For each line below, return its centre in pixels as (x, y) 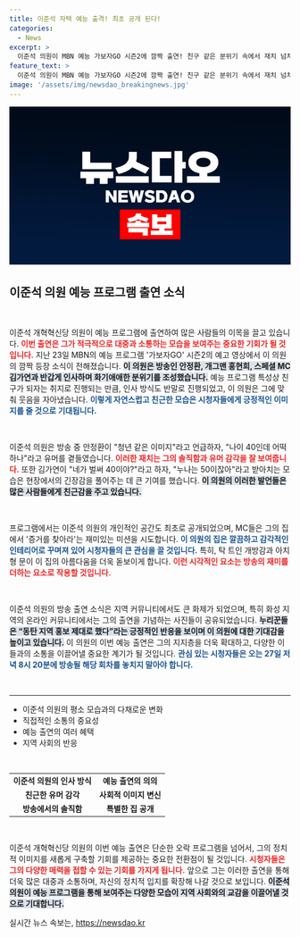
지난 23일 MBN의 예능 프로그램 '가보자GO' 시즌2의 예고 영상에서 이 (153, 355)
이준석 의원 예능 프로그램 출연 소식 (97, 292)
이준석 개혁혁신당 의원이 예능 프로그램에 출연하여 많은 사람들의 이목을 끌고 (138, 333)
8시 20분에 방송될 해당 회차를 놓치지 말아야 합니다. (106, 665)
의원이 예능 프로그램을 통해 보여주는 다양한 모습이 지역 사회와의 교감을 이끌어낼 (144, 892)
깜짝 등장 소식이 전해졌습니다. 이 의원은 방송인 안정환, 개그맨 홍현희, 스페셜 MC (154, 366)
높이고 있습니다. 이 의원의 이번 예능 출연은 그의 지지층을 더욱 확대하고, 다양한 (142, 642)
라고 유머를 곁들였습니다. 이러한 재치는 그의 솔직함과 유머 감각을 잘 (142, 458)
